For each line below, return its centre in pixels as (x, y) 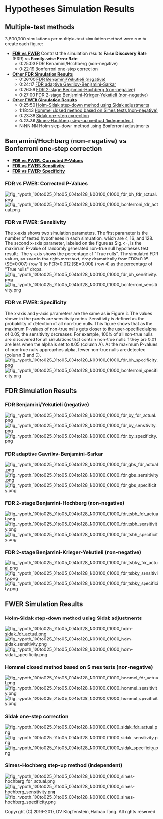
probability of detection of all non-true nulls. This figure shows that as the (79, 323)
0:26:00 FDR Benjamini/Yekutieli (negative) (62, 79)
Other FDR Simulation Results (43, 74)
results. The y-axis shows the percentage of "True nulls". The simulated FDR (82, 254)
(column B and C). (23, 355)
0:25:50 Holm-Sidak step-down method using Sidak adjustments (84, 105)
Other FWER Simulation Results (45, 100)
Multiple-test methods (40, 27)
